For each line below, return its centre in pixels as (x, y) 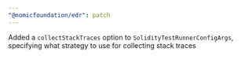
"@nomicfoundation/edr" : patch (59, 15)
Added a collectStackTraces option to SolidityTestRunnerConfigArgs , (121, 37)
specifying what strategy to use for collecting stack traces (102, 45)
